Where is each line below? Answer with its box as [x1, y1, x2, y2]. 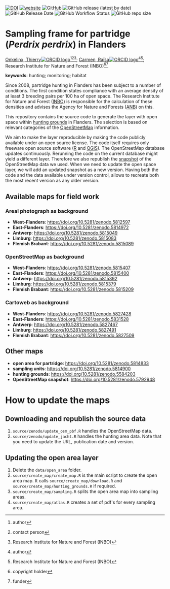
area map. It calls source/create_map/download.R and [12, 478, 122, 484]
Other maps [5, 347, 44, 355]
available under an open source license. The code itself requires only [5, 140, 149, 146]
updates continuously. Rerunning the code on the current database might [5, 150, 158, 157]
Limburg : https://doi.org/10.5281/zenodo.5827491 [12, 326, 116, 333]
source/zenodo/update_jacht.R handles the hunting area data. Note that [12, 433, 162, 439]
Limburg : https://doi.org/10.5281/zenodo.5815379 [12, 281, 116, 287]
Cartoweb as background [5, 299, 69, 306]
